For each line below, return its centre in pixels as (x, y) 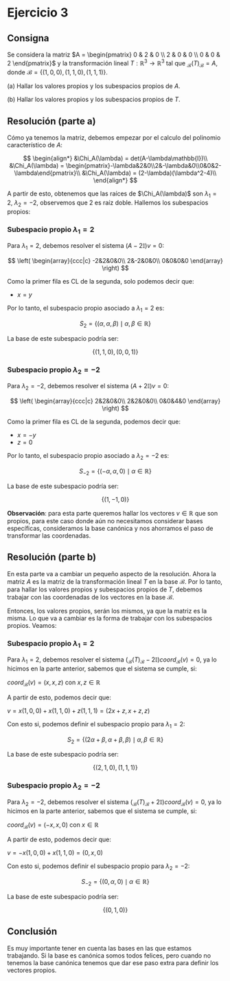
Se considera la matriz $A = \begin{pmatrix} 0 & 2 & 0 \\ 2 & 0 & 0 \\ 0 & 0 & (114, 54)
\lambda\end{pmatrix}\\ (47, 173)
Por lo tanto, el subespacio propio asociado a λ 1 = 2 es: (86, 309)
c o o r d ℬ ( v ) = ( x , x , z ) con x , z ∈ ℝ (54, 683)
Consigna (28, 38)
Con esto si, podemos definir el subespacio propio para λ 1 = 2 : (96, 725)
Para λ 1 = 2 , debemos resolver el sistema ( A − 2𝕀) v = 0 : (86, 247)
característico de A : (35, 145)
